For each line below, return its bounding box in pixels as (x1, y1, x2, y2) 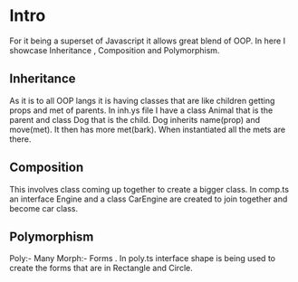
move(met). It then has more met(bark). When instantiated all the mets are (9, 124, 286, 135)
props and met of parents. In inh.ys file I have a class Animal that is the (9, 105, 274, 116)
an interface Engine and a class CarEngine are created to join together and (9, 193, 288, 204)
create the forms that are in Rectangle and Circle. (9, 263, 193, 274)
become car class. (9, 202, 79, 213)
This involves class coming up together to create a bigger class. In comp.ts (9, 183, 290, 194)
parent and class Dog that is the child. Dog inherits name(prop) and (9, 114, 261, 125)
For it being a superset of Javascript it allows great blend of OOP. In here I (9, 35, 286, 46)
